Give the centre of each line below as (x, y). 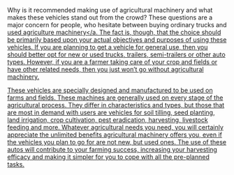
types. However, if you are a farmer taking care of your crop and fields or (112, 62)
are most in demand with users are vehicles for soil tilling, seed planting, (111, 112)
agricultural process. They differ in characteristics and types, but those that (116, 105)
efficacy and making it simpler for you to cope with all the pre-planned (108, 157)
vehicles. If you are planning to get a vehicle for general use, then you (108, 47)
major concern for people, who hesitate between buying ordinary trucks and (117, 25)
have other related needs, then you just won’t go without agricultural (105, 69)
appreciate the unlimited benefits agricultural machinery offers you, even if (115, 135)
